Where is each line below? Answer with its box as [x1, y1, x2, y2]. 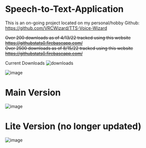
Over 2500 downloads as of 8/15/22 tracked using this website [5, 45, 134, 51]
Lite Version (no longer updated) [5, 121, 142, 132]
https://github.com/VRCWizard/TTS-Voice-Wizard [5, 25, 107, 31]
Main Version [5, 87, 61, 99]
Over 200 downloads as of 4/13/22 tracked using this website [5, 35, 131, 41]
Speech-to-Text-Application [5, 3, 124, 15]
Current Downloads [5, 60, 45, 66]
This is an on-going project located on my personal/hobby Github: [5, 20, 140, 26]
